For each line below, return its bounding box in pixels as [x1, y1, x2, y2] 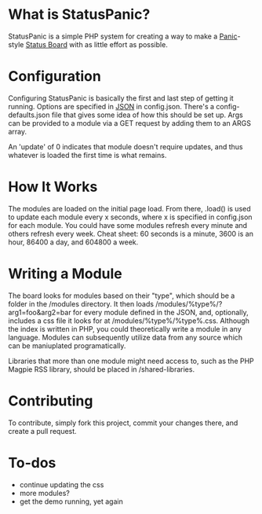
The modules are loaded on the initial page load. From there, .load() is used [8, 204, 251, 213]
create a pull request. [8, 426, 77, 435]
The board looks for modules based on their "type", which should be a [8, 291, 235, 300]
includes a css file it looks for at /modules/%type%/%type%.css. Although [8, 316, 249, 325]
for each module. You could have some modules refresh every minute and [8, 220, 248, 229]
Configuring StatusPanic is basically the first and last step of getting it [8, 93, 234, 103]
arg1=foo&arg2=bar [8, 307, 72, 317]
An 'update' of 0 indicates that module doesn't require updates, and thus [8, 141, 243, 151]
